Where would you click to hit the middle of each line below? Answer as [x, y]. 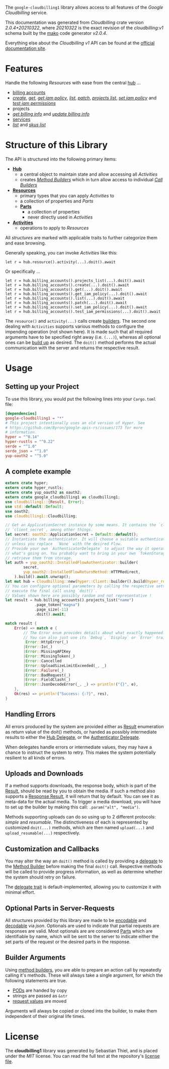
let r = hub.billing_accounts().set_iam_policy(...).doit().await [76, 307]
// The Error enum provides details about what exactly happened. [94, 633]
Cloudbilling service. [26, 13]
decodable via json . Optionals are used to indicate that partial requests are [82, 926]
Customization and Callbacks [52, 849]
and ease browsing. [26, 243]
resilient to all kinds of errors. [35, 757]
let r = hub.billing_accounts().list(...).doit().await [65, 298]
